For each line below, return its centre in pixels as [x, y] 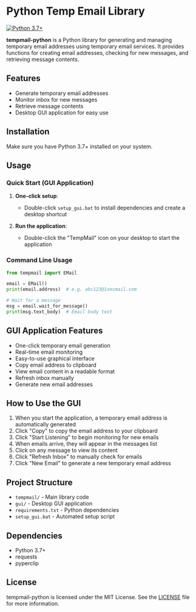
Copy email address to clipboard [56, 365]
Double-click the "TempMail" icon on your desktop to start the [102, 238]
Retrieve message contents [49, 106]
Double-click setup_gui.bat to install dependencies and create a [105, 208]
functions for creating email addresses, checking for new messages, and [97, 52]
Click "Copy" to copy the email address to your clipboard [86, 431]
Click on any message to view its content [66, 450]
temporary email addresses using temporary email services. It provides [95, 46]
